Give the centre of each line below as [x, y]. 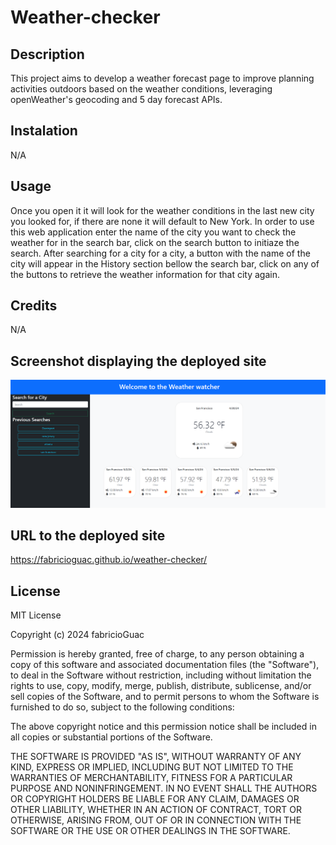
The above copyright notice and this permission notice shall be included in [163, 727]
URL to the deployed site [88, 535]
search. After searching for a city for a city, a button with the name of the [160, 253]
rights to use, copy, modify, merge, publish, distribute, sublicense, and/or [161, 686]
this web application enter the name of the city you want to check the [153, 232]
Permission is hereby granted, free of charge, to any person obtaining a [157, 654]
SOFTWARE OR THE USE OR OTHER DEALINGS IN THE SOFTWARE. [150, 831]
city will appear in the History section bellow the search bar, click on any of [165, 263]
